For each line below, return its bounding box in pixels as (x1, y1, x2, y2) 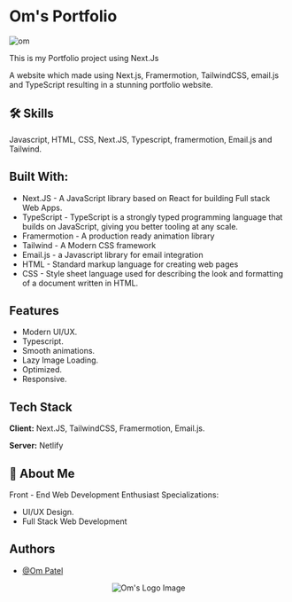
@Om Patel (21, 565, 64, 575)
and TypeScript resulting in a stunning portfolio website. (9, 79, 214, 90)
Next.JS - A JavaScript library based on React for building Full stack (21, 192, 271, 203)
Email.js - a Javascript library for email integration (21, 249, 204, 260)
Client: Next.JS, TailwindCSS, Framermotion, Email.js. (9, 423, 205, 434)
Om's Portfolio (9, 6, 118, 27)
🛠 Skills (9, 106, 55, 121)
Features (9, 303, 59, 318)
